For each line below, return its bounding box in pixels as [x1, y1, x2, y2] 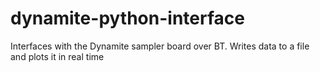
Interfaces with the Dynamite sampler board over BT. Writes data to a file [10, 40, 310, 52]
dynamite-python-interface [10, 7, 245, 30]
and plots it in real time [10, 50, 105, 62]
